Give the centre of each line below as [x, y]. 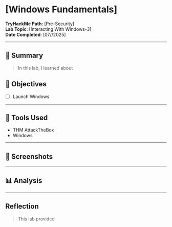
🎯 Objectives [26, 84]
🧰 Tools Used [27, 118]
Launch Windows [31, 97]
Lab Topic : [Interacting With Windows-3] [48, 29]
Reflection [22, 206]
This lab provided [36, 219]
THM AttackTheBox [33, 130]
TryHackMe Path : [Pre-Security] [40, 24]
